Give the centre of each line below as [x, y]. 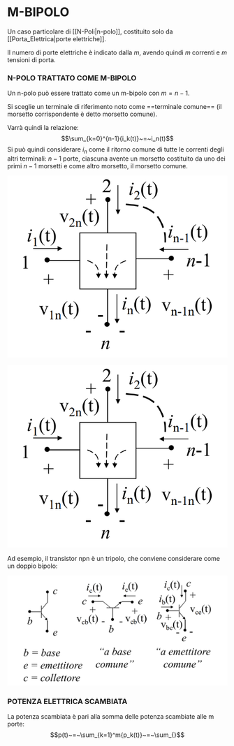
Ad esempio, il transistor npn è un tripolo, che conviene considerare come [114, 558]
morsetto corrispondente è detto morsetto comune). [82, 114]
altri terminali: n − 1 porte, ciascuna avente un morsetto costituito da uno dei [116, 159]
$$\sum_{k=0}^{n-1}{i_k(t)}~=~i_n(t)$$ [117, 139]
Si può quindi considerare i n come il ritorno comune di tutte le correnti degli [116, 151]
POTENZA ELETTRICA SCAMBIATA [67, 701]
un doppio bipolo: [32, 566]
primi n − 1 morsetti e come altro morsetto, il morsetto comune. [98, 166]
